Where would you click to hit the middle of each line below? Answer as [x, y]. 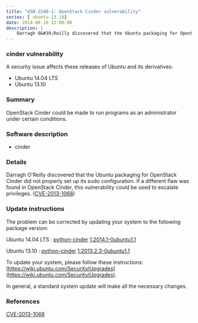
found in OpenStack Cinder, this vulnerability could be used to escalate [92, 187]
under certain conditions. [37, 119]
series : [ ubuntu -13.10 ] [37, 17]
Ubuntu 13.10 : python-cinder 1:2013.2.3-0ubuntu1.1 [68, 251]
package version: [27, 228]
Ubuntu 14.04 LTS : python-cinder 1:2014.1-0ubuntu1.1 [71, 239]
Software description [37, 134]
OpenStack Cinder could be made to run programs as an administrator [91, 112]
